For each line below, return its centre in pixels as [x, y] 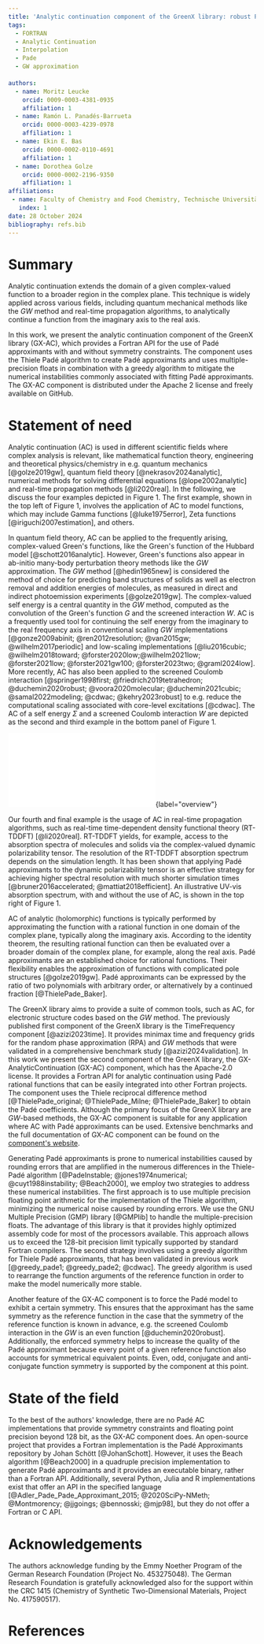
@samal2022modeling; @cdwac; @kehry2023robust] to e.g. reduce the [125, 697]
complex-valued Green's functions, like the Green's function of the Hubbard [131, 546]
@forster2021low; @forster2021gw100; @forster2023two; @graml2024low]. [132, 664]
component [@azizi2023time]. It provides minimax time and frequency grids [132, 1034]
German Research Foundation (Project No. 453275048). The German [120, 1574]
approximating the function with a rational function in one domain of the [124, 927]
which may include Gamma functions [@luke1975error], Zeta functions [122, 514]
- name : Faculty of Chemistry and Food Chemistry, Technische [115, 200]
